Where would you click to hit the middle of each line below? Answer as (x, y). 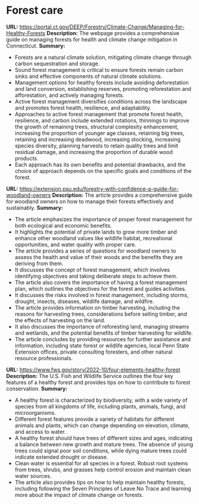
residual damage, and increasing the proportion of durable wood (94, 152)
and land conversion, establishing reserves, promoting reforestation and (103, 89)
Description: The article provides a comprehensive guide (122, 195)
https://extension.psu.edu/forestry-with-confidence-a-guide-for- (99, 188)
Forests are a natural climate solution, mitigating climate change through (103, 57)
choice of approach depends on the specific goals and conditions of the (103, 171)
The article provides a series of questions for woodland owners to (95, 251)
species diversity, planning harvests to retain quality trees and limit (96, 146)
